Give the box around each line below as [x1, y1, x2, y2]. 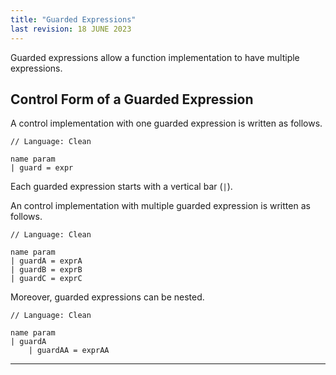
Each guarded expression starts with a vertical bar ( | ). [10, 181, 233, 193]
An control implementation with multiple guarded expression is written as [10, 200, 311, 212]
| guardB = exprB [10, 265, 83, 275]
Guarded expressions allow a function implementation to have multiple [10, 51, 300, 63]
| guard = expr [10, 163, 74, 173]
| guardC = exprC [10, 274, 83, 284]
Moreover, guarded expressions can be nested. [10, 291, 205, 303]
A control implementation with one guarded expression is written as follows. [10, 117, 323, 130]
